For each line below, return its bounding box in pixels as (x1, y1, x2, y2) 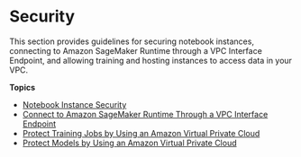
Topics (9, 82, 36, 92)
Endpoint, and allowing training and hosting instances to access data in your (9, 55, 293, 65)
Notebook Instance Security (22, 99, 127, 109)
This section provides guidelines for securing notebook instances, (9, 36, 255, 47)
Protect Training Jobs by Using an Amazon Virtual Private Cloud (22, 127, 260, 138)
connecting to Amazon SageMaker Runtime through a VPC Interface (9, 45, 263, 56)
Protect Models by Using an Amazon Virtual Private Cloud (22, 137, 237, 148)
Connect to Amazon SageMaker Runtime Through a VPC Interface (22, 109, 269, 119)
